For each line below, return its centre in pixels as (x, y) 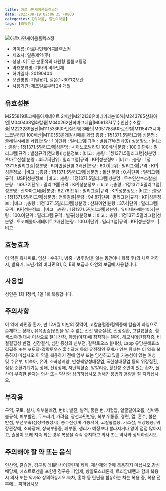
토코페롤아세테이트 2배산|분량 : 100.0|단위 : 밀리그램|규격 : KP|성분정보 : (87, 222)
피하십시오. (29, 484)
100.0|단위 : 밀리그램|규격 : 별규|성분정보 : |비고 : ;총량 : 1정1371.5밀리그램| (85, 215)
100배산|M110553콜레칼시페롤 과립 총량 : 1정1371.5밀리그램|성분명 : (92, 135)
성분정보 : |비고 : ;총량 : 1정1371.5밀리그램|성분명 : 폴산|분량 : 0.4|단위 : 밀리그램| (83, 172)
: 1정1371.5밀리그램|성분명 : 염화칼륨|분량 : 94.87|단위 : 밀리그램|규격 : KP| (77, 197)
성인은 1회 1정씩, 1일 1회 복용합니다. (39, 294)
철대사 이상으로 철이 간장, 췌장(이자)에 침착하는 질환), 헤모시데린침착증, (87, 337)
